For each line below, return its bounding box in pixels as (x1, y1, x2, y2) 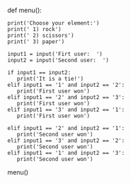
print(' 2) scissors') (7, 32, 74, 39)
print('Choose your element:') (7, 20, 100, 27)
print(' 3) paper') (7, 38, 65, 45)
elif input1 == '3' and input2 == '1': (7, 106, 125, 113)
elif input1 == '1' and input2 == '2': (7, 81, 125, 88)
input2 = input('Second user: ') (7, 57, 110, 64)
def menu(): (7, 6, 42, 14)
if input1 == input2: (7, 69, 72, 76)
